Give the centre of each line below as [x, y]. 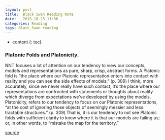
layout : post [18, 10]
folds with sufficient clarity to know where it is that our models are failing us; [82, 118]
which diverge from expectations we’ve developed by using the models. [78, 97]
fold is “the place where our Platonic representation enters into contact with [82, 76]
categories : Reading [26, 23]
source [12, 133]
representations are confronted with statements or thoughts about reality [79, 92]
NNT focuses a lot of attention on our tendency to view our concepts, [76, 66]
